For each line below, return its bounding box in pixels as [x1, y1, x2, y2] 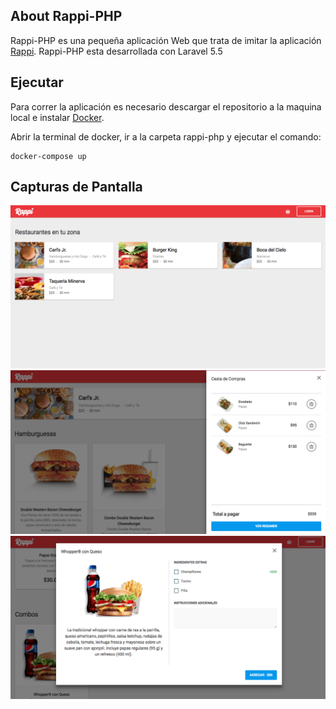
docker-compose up [10, 151, 87, 161]
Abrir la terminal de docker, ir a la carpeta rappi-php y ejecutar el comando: [10, 130, 322, 143]
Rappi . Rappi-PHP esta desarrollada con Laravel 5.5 [10, 45, 223, 57]
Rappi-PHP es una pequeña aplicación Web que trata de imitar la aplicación [10, 34, 322, 46]
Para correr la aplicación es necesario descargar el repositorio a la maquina [10, 100, 322, 113]
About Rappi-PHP [10, 8, 123, 25]
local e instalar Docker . [10, 111, 105, 123]
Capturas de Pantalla [10, 179, 143, 196]
